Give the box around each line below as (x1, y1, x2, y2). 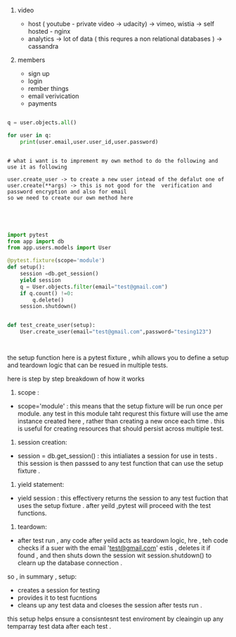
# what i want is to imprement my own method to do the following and (7, 157, 218, 164)
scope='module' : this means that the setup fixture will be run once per (17, 402, 223, 410)
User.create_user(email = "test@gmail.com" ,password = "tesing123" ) (20, 328, 212, 335)
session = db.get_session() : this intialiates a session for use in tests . (17, 452, 218, 460)
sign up (27, 70, 51, 78)
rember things (27, 85, 69, 92)
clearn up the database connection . (17, 559, 123, 567)
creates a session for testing (17, 586, 100, 594)
